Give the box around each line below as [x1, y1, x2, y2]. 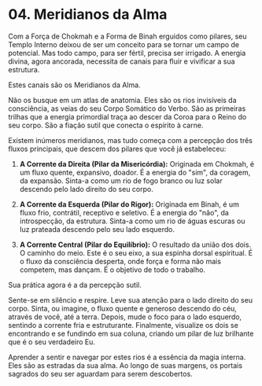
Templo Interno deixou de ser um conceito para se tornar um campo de [8, 39, 240, 49]
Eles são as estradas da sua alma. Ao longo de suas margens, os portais [8, 360, 242, 370]
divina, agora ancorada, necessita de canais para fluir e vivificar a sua [8, 57, 235, 66]
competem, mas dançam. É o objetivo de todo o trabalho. [19, 265, 206, 274]
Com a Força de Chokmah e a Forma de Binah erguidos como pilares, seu [8, 31, 247, 41]
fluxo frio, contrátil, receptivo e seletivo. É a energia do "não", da [19, 208, 230, 217]
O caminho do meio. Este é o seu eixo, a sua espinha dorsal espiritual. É [19, 248, 253, 257]
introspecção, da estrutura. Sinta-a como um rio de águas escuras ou [19, 216, 245, 226]
